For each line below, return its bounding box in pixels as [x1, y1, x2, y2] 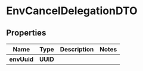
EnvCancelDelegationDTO [6, 4, 138, 18]
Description [60, 46, 94, 53]
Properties [6, 28, 46, 38]
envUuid [9, 55, 34, 63]
